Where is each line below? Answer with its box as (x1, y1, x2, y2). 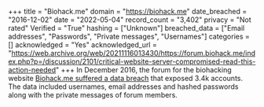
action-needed (8, 65, 57, 74)
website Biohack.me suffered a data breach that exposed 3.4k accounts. (8, 74, 244, 83)
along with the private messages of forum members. (8, 90, 178, 99)
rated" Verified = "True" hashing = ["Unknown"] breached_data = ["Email (8, 24, 245, 32)
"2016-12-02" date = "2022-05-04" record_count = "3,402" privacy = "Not (8, 15, 251, 24)
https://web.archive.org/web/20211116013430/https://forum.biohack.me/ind (11, 49, 255, 57)
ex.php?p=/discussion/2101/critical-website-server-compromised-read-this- (8, 57, 256, 66)
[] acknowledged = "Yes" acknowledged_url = (8, 40, 157, 50)
